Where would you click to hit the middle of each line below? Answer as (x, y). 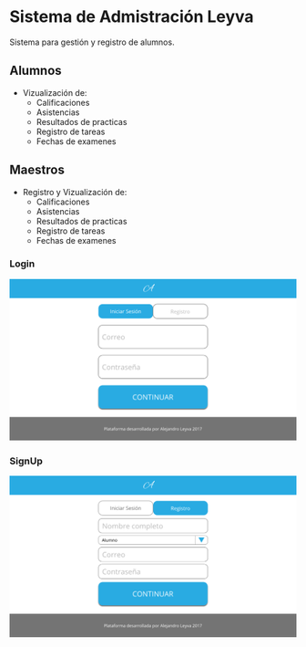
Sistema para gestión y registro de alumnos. (92, 42)
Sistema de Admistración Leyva (132, 17)
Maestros (37, 170)
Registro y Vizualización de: (75, 192)
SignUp (26, 461)
